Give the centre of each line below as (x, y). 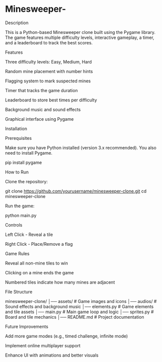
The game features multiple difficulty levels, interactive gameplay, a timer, (80, 37)
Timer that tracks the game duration (41, 90)
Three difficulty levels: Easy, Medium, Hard (49, 62)
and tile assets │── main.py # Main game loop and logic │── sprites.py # (80, 312)
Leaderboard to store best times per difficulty (51, 100)
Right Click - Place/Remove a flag (39, 244)
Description (17, 23)
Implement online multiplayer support (43, 345)
